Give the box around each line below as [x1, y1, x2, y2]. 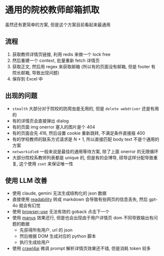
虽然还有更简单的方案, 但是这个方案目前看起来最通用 [5, 22, 111, 27]
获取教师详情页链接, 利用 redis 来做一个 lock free [12, 51, 111, 57]
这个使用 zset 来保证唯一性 [19, 160, 73, 167]
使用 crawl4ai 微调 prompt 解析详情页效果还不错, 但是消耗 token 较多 [12, 246, 151, 252]
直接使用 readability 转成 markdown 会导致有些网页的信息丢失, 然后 [12, 197, 148, 203]
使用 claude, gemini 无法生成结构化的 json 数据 [12, 190, 107, 196]
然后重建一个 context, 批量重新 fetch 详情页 [12, 57, 100, 63]
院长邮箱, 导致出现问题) [12, 70, 60, 76]
